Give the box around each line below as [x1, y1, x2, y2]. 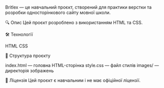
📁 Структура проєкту [5, 52, 51, 58]
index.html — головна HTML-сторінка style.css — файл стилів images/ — [5, 62, 159, 68]
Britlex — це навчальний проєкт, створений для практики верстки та [5, 4, 152, 10]
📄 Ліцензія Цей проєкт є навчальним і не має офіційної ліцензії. [5, 77, 141, 83]
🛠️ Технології [5, 31, 33, 37]
